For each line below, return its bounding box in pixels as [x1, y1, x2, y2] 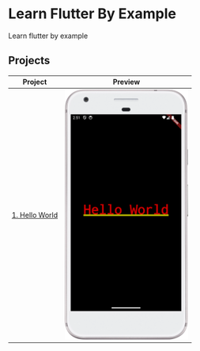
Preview [112, 77, 141, 87]
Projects [8, 54, 51, 67]
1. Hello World [11, 211, 58, 220]
